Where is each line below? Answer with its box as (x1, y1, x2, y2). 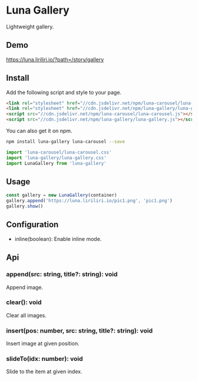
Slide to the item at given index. (6, 368, 82, 375)
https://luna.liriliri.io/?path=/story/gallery (6, 56, 104, 63)
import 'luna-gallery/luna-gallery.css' (6, 155, 107, 161)
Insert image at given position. (6, 340, 80, 347)
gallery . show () (6, 203, 44, 210)
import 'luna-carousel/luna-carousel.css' (6, 149, 112, 155)
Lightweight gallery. (6, 23, 54, 30)
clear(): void (6, 298, 42, 307)
